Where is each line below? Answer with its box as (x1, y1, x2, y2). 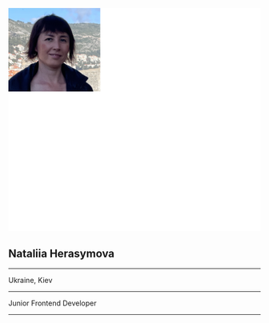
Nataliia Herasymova (8, 246, 114, 260)
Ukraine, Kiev (8, 276, 53, 285)
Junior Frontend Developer (8, 298, 98, 308)
